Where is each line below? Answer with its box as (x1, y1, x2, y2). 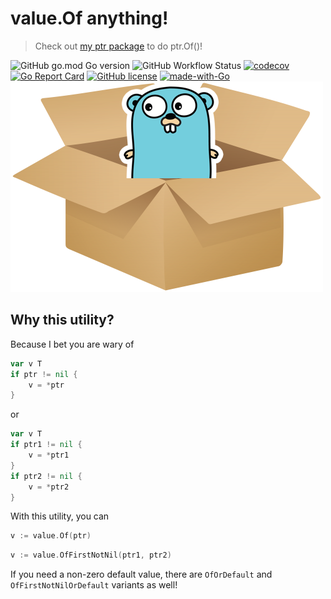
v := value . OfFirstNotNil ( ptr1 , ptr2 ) (10, 550, 172, 561)
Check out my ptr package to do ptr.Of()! (34, 40, 203, 52)
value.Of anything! (10, 7, 169, 30)
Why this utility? (10, 312, 115, 329)
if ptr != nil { (10, 369, 78, 379)
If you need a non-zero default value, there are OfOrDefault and (10, 568, 273, 581)
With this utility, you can (10, 510, 110, 522)
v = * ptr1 (28, 450, 70, 460)
